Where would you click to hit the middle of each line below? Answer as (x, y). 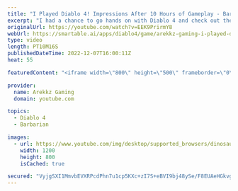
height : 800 (38, 157)
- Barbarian (32, 125)
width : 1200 (38, 150)
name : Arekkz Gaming (44, 92)
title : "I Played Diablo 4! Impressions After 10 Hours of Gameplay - (114, 14)
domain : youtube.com (44, 99)
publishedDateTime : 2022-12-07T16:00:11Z (69, 54)
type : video (25, 40)
